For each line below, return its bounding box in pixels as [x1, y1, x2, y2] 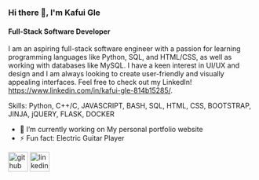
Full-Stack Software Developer [8, 27, 111, 36]
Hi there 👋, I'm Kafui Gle [8, 7, 100, 18]
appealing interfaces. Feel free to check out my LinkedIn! [8, 78, 192, 87]
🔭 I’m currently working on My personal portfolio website [19, 125, 203, 134]
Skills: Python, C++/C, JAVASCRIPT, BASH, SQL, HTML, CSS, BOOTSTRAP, [8, 101, 252, 111]
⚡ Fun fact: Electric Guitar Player [19, 134, 125, 143]
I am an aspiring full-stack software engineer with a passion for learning [8, 44, 241, 53]
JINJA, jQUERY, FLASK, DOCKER [8, 109, 115, 119]
